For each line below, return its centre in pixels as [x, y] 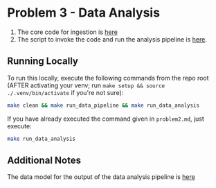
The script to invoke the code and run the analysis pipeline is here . [112, 39]
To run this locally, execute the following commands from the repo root [108, 78]
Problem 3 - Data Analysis [84, 13]
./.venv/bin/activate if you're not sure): [65, 92]
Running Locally [43, 61]
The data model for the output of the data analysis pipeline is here [101, 177]
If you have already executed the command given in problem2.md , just [106, 119]
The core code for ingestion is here [67, 32]
